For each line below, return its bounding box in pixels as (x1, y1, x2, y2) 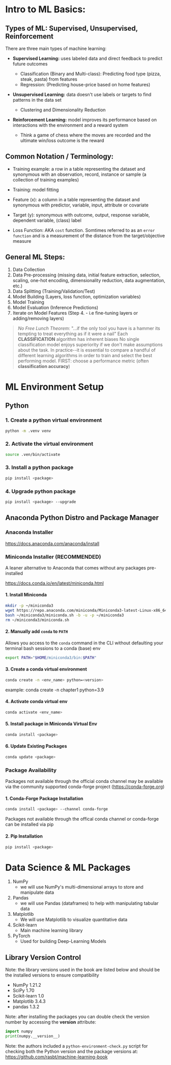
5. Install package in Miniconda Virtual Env (5, 721, 98, 727)
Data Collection (12, 266, 45, 272)
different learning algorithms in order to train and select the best (17, 352, 153, 358)
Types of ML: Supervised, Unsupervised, (5, 24, 138, 33)
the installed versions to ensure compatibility (5, 972, 99, 978)
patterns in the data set (12, 97, 62, 103)
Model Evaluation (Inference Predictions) (12, 304, 98, 310)
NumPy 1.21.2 (12, 982, 42, 988)
